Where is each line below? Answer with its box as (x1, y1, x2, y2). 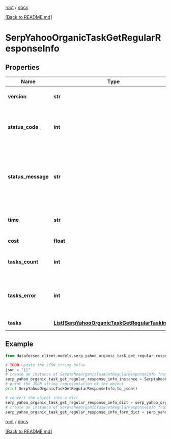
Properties (5, 63, 40, 72)
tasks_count (8, 258, 39, 265)
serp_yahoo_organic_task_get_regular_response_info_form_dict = (5, 409, 145, 415)
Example (5, 340, 34, 348)
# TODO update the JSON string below (5, 362, 85, 368)
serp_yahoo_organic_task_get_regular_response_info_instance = (5, 376, 142, 382)
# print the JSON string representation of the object (5, 382, 124, 387)
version (8, 93, 27, 100)
